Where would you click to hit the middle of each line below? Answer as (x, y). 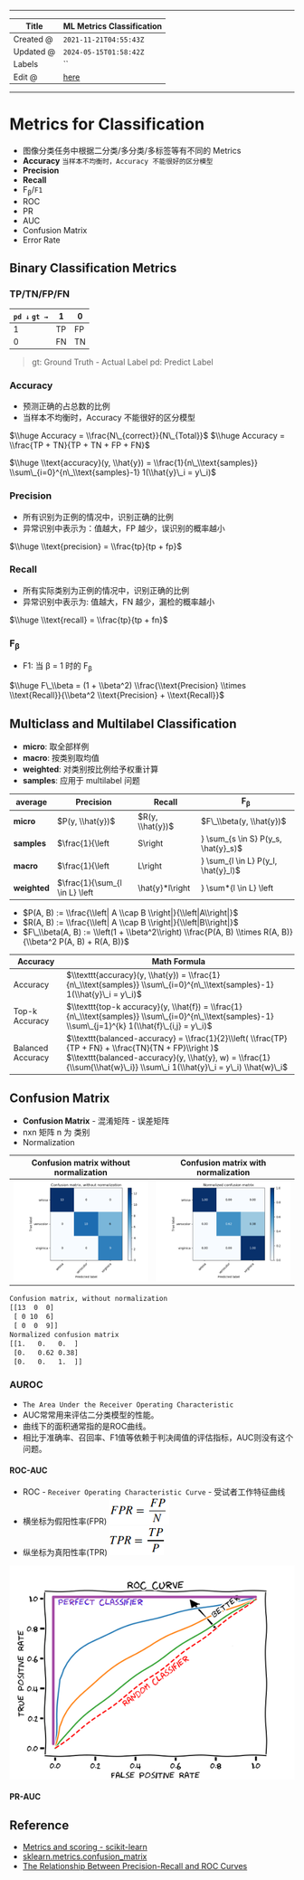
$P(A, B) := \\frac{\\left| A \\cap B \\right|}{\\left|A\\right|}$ (130, 912)
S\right (151, 843)
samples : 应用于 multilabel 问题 (81, 780)
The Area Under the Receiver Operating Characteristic (128, 1405)
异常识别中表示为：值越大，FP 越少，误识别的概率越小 (123, 528)
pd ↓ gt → (31, 317)
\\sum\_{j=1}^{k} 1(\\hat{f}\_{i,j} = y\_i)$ (139, 1025)
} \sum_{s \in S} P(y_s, (241, 839)
